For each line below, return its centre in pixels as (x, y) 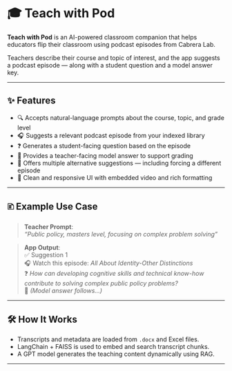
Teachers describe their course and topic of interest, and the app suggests (114, 58)
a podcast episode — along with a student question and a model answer (110, 65)
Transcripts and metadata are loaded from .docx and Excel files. (108, 339)
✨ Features (31, 101)
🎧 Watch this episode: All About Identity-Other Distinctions (108, 263)
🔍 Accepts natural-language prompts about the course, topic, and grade (120, 117)
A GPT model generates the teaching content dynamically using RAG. (116, 354)
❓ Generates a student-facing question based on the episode (104, 146)
